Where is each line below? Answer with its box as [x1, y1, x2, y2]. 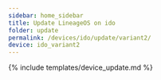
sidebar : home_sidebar [8, 11, 84, 20]
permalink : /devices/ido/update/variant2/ [8, 33, 151, 42]
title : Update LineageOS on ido [8, 19, 116, 27]
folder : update [8, 26, 59, 34]
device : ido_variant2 [8, 41, 80, 49]
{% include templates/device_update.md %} [8, 63, 154, 72]
